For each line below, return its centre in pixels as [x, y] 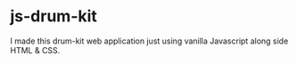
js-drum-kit [54, 16]
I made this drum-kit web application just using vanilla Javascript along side [149, 41]
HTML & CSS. [35, 50]
